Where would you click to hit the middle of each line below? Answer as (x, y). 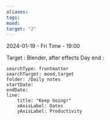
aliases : (17, 12)
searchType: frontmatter (37, 69)
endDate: (17, 90)
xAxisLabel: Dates (40, 106)
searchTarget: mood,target (40, 74)
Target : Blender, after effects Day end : (55, 58)
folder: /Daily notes (34, 79)
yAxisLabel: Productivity (50, 112)
